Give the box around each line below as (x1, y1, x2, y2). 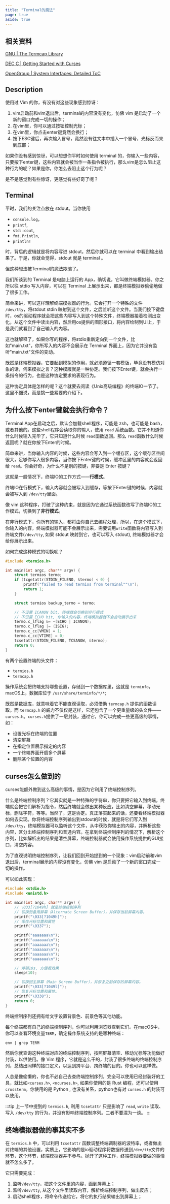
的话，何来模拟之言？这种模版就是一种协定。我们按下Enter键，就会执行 (9, 366, 158, 372)
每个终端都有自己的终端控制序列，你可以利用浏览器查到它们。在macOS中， (5, 1024, 162, 1030)
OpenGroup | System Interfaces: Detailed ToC (5, 71, 101, 77)
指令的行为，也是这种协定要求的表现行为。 (9, 372, 99, 378)
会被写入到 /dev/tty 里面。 (5, 491, 61, 497)
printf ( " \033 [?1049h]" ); (14, 914, 67, 920)
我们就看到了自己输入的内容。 (9, 325, 72, 331)
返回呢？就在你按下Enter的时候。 (5, 439, 74, 445)
